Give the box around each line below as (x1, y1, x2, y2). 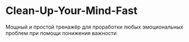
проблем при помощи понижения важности (5, 29, 117, 36)
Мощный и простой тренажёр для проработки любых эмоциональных (5, 23, 184, 30)
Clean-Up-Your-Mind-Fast (5, 4, 138, 17)
